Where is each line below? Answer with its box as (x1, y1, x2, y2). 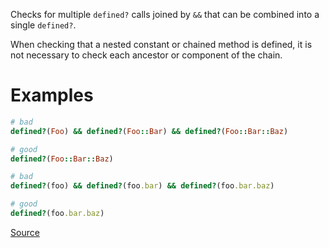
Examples (10, 84, 94, 107)
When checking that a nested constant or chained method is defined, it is (10, 39, 313, 50)
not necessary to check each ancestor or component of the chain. (10, 49, 283, 61)
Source (10, 226, 40, 238)
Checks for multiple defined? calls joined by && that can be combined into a (10, 9, 320, 20)
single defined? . (10, 19, 77, 31)
